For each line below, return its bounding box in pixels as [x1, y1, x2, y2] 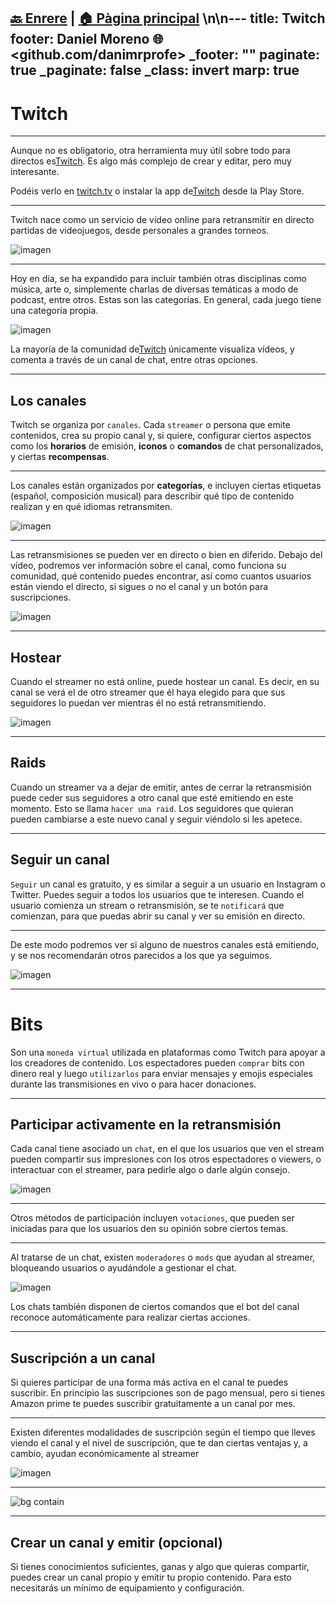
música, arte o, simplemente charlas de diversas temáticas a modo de [10, 283, 299, 295]
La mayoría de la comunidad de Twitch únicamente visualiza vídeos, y [10, 343, 295, 355]
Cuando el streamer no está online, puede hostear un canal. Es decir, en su [10, 675, 320, 687]
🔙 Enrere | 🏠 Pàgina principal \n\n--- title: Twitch [10, 10, 326, 27]
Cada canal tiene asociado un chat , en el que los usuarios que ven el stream [10, 1143, 325, 1155]
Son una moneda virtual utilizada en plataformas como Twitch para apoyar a [10, 1046, 326, 1058]
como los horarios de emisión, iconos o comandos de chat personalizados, [10, 440, 324, 452]
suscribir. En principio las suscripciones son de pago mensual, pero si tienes [10, 1387, 326, 1399]
